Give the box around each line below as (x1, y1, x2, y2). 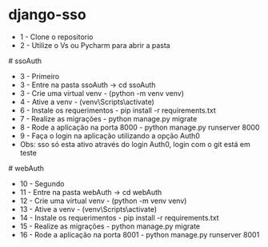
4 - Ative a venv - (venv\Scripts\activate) (19, 97, 154, 106)
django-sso (8, 6, 86, 24)
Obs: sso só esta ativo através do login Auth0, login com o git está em (19, 139, 250, 149)
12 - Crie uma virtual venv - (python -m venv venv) (19, 196, 187, 205)
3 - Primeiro (19, 71, 60, 81)
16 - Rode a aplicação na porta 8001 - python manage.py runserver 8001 (19, 229, 260, 239)
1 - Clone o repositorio (19, 32, 94, 42)
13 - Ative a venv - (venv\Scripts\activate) (19, 204, 158, 213)
